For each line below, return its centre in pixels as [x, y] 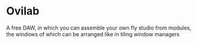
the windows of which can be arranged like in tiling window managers [93, 34]
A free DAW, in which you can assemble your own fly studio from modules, [99, 28]
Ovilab [23, 11]
